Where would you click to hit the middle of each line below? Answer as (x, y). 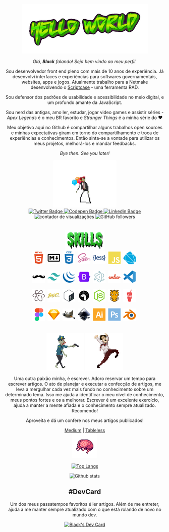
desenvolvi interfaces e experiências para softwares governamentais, (85, 76)
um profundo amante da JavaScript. (85, 102)
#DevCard (85, 492)
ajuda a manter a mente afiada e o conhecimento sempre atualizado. (85, 405)
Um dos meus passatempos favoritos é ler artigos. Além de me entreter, (85, 504)
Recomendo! (85, 411)
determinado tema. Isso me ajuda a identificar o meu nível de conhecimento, (85, 395)
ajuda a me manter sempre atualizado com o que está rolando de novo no (85, 509)
